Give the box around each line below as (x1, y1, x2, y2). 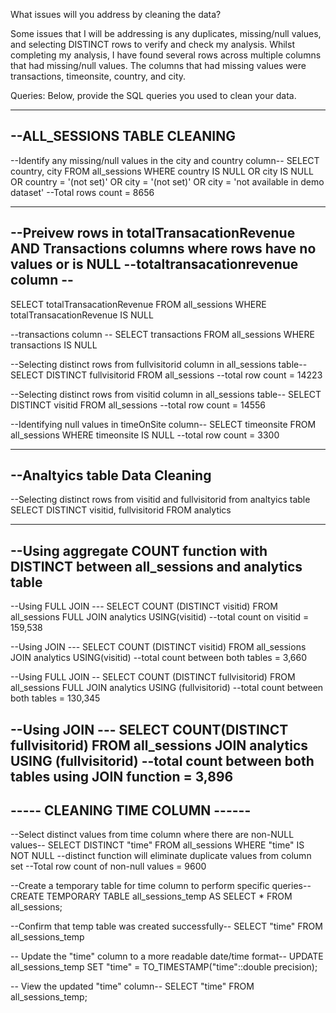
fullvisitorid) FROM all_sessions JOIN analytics (10, 737, 309, 754)
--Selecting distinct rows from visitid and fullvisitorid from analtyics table (10, 494, 311, 506)
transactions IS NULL (10, 339, 98, 351)
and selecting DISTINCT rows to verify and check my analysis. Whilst (10, 39, 295, 50)
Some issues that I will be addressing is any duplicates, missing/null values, (10, 28, 322, 39)
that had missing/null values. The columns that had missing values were (10, 60, 307, 71)
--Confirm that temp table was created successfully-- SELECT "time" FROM (10, 920, 323, 933)
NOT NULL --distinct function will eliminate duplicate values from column (10, 850, 312, 862)
